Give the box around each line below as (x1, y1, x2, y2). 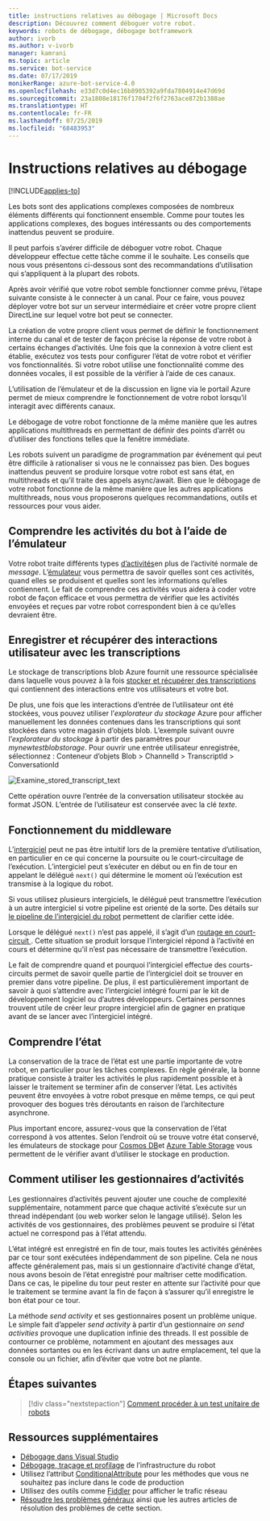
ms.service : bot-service (8, 65, 92, 73)
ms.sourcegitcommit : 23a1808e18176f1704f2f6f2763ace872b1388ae (8, 94, 226, 102)
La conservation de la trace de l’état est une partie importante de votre (8, 1056, 243, 1066)
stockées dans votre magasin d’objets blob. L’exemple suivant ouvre (8, 725, 235, 735)
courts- (228, 960, 254, 970)
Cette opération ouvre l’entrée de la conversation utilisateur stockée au (8, 792, 244, 801)
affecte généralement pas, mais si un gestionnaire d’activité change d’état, (8, 1260, 255, 1271)
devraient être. (8, 610, 57, 620)
